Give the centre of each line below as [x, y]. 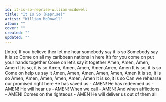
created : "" [17, 33]
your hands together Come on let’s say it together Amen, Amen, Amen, [77, 62]
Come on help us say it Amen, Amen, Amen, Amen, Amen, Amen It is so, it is [83, 73]
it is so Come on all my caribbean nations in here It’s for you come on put [80, 57]
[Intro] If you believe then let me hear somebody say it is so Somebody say [82, 51]
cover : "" [15, 28]
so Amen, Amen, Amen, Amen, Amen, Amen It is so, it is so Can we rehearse [83, 78]
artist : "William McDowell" [34, 19]
